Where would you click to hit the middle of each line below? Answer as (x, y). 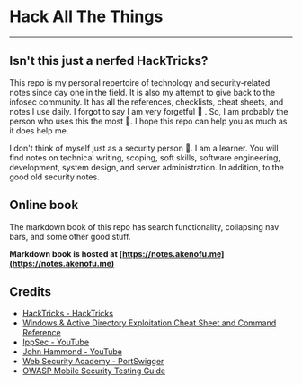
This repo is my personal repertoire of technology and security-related (140, 82)
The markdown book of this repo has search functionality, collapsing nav (144, 226)
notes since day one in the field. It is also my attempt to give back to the (142, 92)
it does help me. (39, 130)
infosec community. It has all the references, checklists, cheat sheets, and (147, 102)
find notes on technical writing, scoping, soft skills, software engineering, (145, 157)
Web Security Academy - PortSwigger (93, 362)
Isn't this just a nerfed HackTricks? (109, 61)
